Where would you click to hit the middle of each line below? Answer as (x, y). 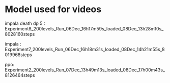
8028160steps (20, 34)
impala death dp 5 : (25, 23)
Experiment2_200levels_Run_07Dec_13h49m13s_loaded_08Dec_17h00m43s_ (85, 70)
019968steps (19, 55)
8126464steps (20, 75)
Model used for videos (53, 9)
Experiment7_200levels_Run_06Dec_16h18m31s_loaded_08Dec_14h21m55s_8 (85, 49)
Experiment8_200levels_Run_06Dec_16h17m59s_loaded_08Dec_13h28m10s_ (84, 28)
